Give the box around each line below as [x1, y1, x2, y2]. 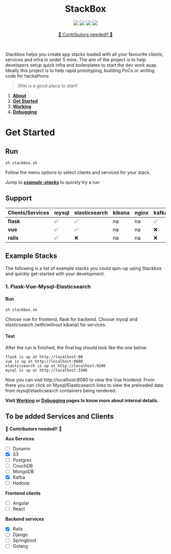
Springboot [12, 537, 37, 543]
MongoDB [12, 468, 34, 474]
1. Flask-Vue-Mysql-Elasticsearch [5, 283, 91, 291]
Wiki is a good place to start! [17, 83, 78, 89]
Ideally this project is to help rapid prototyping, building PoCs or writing [5, 67, 155, 73]
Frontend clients [5, 490, 41, 496]
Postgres [12, 457, 32, 463]
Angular [12, 500, 30, 506]
